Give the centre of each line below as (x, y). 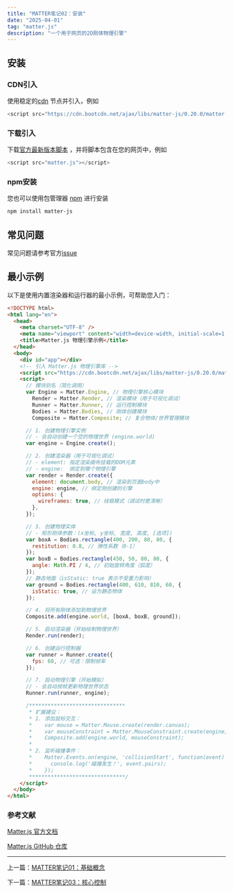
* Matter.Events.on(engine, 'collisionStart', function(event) (127, 757)
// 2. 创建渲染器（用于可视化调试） (71, 456)
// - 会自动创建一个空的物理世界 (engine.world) (90, 437)
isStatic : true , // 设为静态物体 (77, 591)
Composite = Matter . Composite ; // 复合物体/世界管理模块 (111, 418)
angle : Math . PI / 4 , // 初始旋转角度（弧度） (94, 566)
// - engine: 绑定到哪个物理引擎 (71, 469)
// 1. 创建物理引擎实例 (56, 431)
